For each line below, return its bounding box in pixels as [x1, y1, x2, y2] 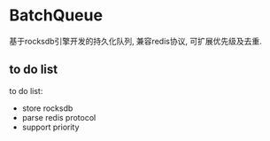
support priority [21, 121, 80, 132]
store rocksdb [21, 103, 73, 114]
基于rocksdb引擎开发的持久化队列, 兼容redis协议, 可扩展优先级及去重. [9, 35, 263, 46]
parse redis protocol [21, 112, 96, 122]
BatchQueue [9, 5, 104, 26]
